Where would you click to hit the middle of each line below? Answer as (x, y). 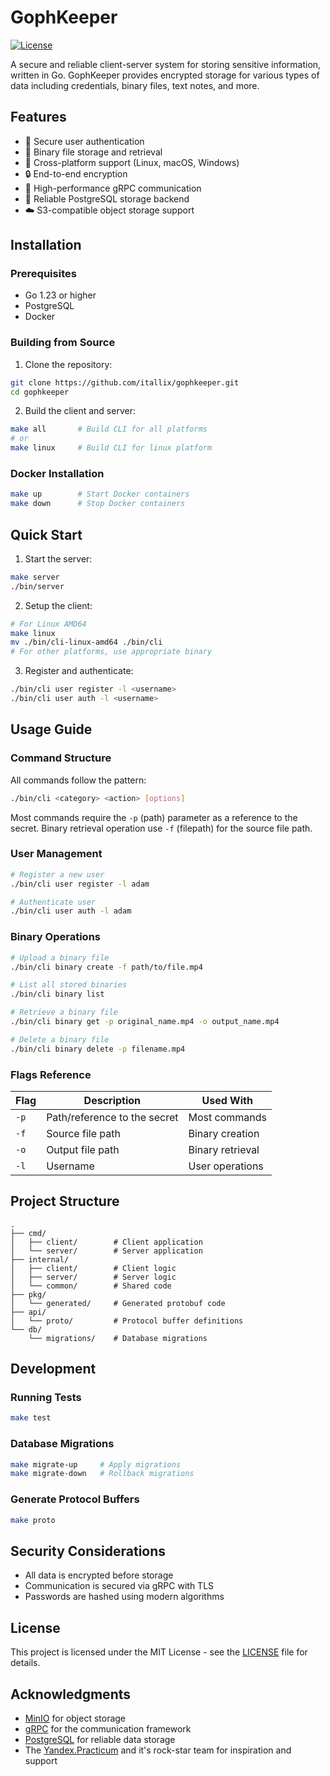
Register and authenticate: (79, 671)
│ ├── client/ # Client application (106, 1242)
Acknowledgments (71, 1694)
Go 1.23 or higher (60, 295)
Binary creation (224, 1133)
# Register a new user (57, 874)
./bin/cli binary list (57, 994)
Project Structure (65, 1201)
